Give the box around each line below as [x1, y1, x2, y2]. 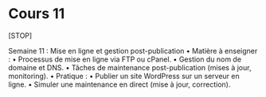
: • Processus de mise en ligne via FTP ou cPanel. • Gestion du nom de [8, 54, 241, 64]
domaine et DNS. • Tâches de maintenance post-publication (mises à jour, [8, 62, 252, 72]
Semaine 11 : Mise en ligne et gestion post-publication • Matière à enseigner [8, 46, 258, 55]
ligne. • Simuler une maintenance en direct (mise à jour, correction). [8, 80, 231, 89]
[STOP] [8, 31, 33, 40]
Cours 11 [8, 5, 65, 23]
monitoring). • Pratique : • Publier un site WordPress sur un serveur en [8, 71, 241, 80]
